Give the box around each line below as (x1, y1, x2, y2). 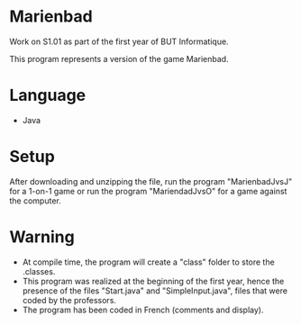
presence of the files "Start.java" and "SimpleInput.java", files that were (22, 285, 288, 296)
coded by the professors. (22, 294, 117, 305)
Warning (9, 227, 75, 247)
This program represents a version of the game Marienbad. (9, 53, 229, 64)
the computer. (9, 195, 61, 206)
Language (9, 85, 87, 105)
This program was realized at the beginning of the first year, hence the (22, 275, 285, 286)
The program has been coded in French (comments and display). (22, 304, 264, 315)
